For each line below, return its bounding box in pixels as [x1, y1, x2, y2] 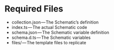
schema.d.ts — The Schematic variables [11, 35, 91, 40]
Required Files [4, 3, 64, 14]
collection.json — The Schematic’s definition [11, 19, 99, 25]
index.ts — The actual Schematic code [11, 24, 87, 30]
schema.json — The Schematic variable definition [11, 29, 110, 35]
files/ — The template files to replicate [11, 39, 86, 45]
